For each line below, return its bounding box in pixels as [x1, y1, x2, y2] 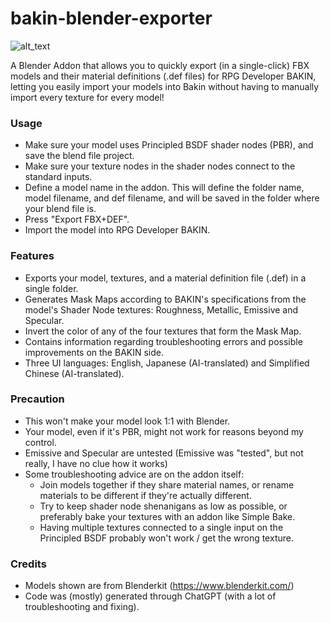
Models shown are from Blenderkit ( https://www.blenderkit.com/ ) [24, 580, 295, 592]
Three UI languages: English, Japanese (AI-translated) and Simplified [24, 357, 310, 369]
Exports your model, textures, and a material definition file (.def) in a [24, 272, 307, 284]
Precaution [10, 392, 65, 406]
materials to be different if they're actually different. [39, 489, 252, 501]
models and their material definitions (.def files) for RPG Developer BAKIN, [10, 70, 317, 82]
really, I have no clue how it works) [24, 457, 168, 469]
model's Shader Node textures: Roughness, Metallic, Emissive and [24, 303, 299, 316]
